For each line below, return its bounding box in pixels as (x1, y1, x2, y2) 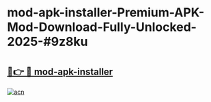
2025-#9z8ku (7, 34, 88, 49)
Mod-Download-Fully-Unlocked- (7, 19, 197, 35)
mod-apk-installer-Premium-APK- (7, 5, 205, 21)
